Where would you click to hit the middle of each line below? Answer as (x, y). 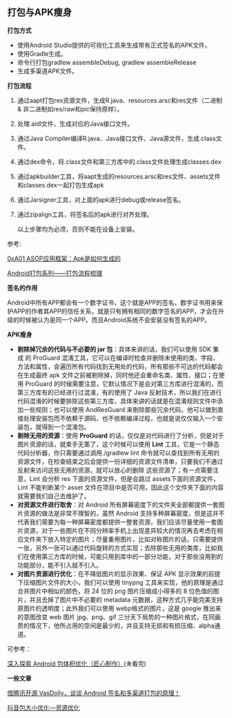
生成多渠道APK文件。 (47, 70)
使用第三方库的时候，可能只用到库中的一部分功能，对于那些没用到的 (126, 556)
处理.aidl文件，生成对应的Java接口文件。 (75, 124)
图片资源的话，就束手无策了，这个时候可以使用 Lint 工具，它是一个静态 (118, 444)
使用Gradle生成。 (42, 53)
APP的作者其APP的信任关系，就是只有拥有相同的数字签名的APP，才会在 (116, 311)
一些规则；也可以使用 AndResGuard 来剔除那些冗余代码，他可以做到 (120, 409)
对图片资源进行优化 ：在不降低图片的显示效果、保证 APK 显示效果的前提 (119, 574)
